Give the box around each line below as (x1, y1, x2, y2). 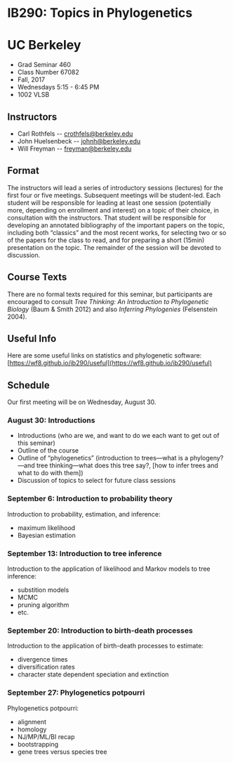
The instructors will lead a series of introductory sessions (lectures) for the (7, 183, 223, 191)
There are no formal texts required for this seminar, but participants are (7, 290, 213, 298)
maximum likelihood (17, 523, 76, 532)
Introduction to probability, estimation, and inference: (7, 510, 161, 518)
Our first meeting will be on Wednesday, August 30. (7, 398, 157, 406)
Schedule (7, 379, 51, 391)
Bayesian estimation (17, 531, 76, 539)
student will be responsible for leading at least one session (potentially (7, 198, 211, 207)
